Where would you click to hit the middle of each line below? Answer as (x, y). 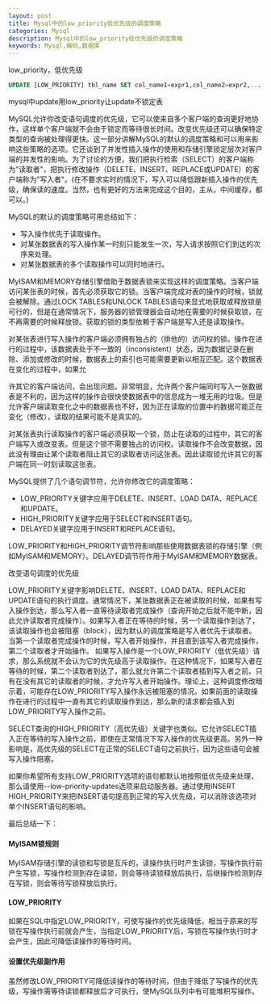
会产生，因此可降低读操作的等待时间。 (72, 941)
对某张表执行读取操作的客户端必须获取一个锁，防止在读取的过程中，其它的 (132, 434)
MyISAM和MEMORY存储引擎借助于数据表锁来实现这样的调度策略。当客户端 (134, 281)
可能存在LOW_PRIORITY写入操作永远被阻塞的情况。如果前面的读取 (140, 691)
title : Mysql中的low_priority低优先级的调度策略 (85, 23)
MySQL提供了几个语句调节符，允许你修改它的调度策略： (102, 481)
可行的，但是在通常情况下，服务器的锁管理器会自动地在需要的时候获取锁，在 (135, 311)
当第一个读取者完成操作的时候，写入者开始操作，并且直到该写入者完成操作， (135, 641)
